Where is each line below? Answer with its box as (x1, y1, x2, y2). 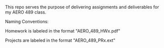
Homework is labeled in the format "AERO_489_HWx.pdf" (5, 28, 120, 33)
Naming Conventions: (5, 19, 49, 24)
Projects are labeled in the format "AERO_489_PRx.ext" (5, 37, 116, 43)
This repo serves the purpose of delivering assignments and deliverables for (5, 4, 159, 10)
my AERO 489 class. (5, 9, 47, 15)
